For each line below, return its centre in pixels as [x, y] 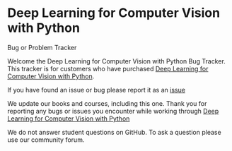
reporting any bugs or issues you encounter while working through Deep [113, 111]
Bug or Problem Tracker [42, 47]
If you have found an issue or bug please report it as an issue [97, 90]
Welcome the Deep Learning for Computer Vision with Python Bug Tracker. [117, 61]
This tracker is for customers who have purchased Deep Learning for [108, 68]
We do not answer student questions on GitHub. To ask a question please [114, 132]
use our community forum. [46, 140]
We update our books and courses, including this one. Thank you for [107, 103]
